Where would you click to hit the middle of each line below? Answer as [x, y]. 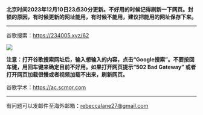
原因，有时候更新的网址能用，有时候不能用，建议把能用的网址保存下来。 [107, 17]
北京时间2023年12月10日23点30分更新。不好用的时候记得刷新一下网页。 [97, 9]
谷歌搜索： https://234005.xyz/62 [48, 35]
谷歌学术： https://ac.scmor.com [46, 87]
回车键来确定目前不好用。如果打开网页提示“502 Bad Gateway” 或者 [111, 67]
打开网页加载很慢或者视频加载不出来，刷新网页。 [67, 74]
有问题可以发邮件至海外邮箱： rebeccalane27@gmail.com [77, 106]
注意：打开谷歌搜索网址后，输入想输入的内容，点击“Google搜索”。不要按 [98, 59]
